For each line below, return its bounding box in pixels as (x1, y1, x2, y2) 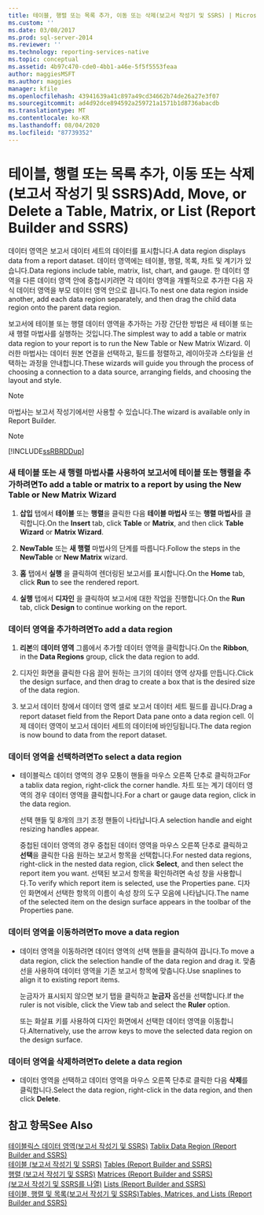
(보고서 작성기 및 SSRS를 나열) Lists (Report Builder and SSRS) (8, 1179, 207, 1188)
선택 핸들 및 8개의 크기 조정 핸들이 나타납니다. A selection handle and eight (19, 816, 253, 825)
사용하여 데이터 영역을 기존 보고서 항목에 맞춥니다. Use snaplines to (34, 966, 241, 975)
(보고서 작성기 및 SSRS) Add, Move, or (8, 184, 247, 202)
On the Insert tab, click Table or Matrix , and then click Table (46, 518, 244, 528)
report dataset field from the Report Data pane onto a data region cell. (19, 712, 246, 721)
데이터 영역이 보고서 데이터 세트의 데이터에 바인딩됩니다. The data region (27, 722, 251, 731)
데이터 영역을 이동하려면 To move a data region (8, 927, 180, 938)
